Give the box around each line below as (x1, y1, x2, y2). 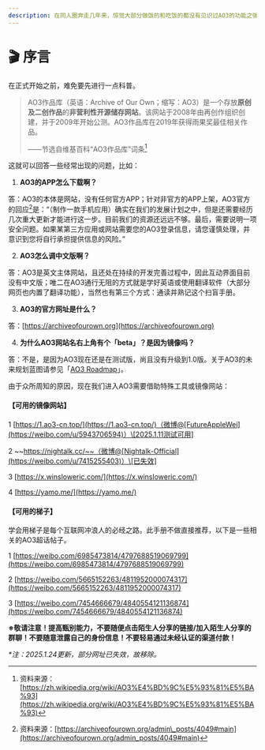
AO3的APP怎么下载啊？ (19, 178, 98, 187)
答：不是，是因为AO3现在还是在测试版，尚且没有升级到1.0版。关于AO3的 (8, 354, 246, 364)
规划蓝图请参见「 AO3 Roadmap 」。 (14, 364, 128, 373)
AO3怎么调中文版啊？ (19, 250, 91, 261)
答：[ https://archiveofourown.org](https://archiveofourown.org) (8, 321, 215, 330)
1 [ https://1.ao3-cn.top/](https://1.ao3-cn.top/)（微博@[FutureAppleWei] (8, 420, 241, 429)
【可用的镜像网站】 (8, 400, 71, 411)
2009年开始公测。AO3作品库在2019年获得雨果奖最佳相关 (54, 117, 241, 126)
